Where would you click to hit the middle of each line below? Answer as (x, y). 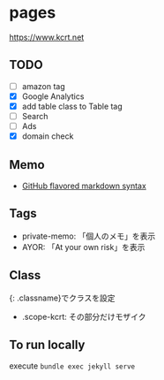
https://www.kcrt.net (47, 37)
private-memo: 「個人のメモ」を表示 (89, 236)
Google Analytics (53, 96)
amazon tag (43, 86)
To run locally (47, 344)
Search (35, 116)
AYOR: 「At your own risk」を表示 (83, 247)
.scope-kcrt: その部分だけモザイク (84, 316)
